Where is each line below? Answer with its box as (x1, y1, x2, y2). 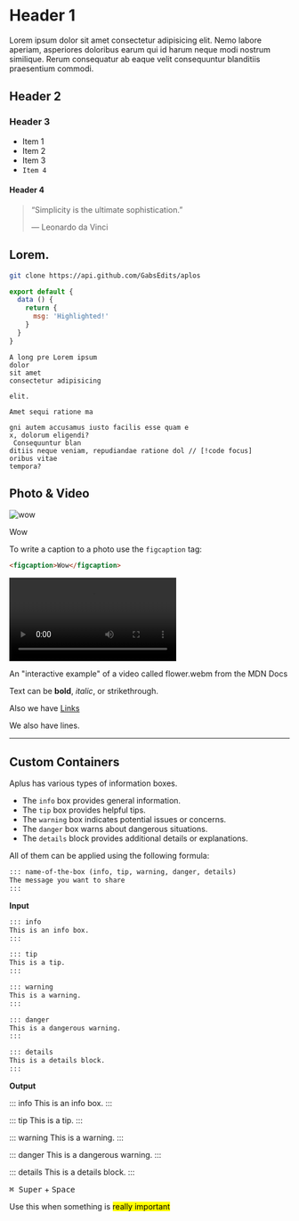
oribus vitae (9, 454, 58, 463)
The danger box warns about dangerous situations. (21, 824, 208, 835)
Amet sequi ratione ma (9, 407, 93, 416)
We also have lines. (9, 720, 80, 731)
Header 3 (9, 116, 51, 128)
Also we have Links (9, 703, 80, 714)
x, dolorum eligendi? (9, 431, 90, 440)
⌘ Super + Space (9, 1184, 76, 1194)
